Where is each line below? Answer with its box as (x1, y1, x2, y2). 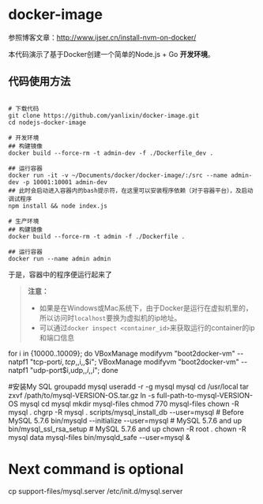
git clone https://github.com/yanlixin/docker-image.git (8, 111, 200, 119)
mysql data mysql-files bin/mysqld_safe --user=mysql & (8, 432, 191, 442)
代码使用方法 (8, 75, 71, 88)
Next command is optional (8, 460, 184, 478)
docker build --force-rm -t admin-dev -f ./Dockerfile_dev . (8, 149, 214, 157)
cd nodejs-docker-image (8, 118, 87, 126)
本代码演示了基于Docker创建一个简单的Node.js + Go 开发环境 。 (8, 49, 215, 58)
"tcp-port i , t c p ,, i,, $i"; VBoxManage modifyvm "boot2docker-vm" (30, 357, 239, 367)
